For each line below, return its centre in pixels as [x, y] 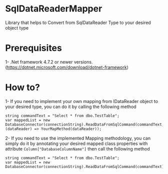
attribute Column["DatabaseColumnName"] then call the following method [77, 148]
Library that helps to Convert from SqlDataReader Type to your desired [78, 22]
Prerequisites [34, 48]
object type [17, 27]
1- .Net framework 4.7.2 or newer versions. [49, 62]
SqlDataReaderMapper [54, 9]
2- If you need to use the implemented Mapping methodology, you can [78, 138]
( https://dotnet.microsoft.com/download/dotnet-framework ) [67, 67]
